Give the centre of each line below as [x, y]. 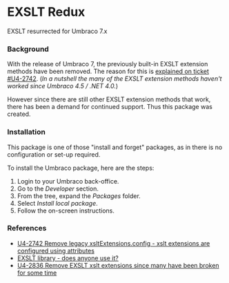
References [27, 228]
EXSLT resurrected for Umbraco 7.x [57, 31]
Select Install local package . [57, 203]
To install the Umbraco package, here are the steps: [81, 168]
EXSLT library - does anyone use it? [68, 258]
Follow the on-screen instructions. [66, 211]
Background [28, 49]
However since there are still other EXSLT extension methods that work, [109, 99]
